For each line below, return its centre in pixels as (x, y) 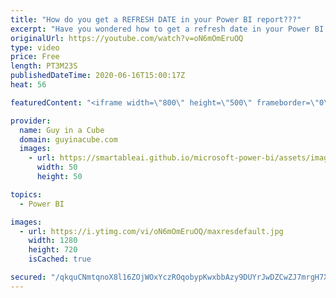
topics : (26, 194)
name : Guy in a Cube (62, 130)
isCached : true (60, 259)
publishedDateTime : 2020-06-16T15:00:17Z (98, 76)
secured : (28, 277)
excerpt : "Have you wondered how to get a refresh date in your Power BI (167, 29)
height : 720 (53, 250)
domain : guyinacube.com (68, 139)
